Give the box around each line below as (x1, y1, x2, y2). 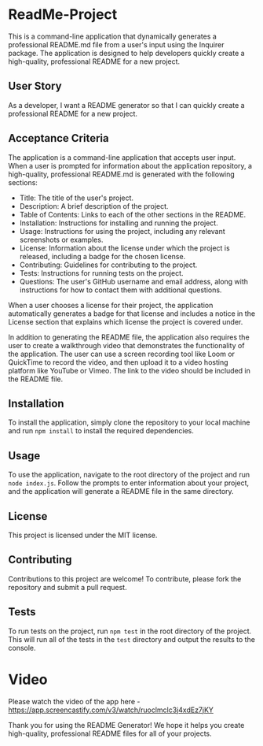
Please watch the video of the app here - (8, 696, 141, 706)
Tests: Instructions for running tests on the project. (19, 268, 184, 277)
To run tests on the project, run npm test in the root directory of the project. (8, 626, 252, 636)
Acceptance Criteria (8, 132, 109, 145)
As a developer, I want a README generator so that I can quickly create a (8, 100, 245, 109)
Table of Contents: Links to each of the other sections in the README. (19, 210, 247, 219)
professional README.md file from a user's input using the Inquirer (8, 39, 225, 49)
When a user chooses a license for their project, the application (8, 300, 214, 310)
